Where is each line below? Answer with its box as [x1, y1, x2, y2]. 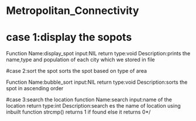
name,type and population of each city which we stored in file [6, 56, 155, 63]
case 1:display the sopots [6, 31, 132, 44]
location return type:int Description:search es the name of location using [6, 102, 181, 109]
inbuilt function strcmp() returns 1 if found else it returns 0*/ [6, 109, 151, 116]
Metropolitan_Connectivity [6, 4, 139, 17]
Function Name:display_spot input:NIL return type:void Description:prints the [6, 50, 191, 57]
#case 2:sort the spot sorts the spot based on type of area [6, 67, 147, 74]
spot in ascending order [6, 85, 64, 92]
